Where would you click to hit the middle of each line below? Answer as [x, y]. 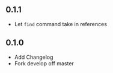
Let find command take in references [61, 24]
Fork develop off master [44, 63]
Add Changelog [34, 57]
